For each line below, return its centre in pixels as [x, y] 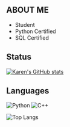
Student [25, 24]
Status [19, 57]
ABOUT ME [28, 10]
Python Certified [35, 31]
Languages [28, 91]
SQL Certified [32, 38]
